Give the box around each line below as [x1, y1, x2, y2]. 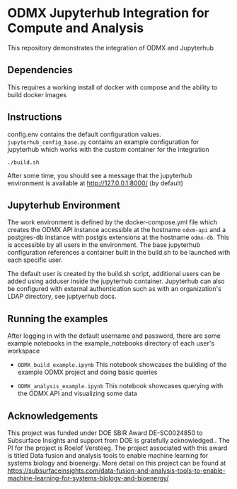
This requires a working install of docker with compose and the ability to [7, 83, 218, 92]
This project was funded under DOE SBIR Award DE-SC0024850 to [7, 429, 203, 437]
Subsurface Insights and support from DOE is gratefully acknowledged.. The [7, 436, 230, 444]
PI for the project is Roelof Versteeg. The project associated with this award [7, 444, 228, 452]
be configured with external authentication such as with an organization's [7, 285, 221, 293]
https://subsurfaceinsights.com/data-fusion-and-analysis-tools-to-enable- [7, 466, 226, 475]
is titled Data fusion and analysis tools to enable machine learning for [7, 451, 209, 459]
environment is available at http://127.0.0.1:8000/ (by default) [7, 179, 184, 187]
